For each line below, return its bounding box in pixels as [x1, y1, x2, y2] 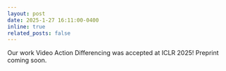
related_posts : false [7, 29, 71, 37]
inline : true [7, 23, 46, 30]
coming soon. [7, 56, 47, 65]
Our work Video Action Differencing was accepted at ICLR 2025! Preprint [7, 49, 220, 57]
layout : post [7, 10, 46, 17]
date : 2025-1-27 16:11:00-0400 [7, 17, 99, 24]
